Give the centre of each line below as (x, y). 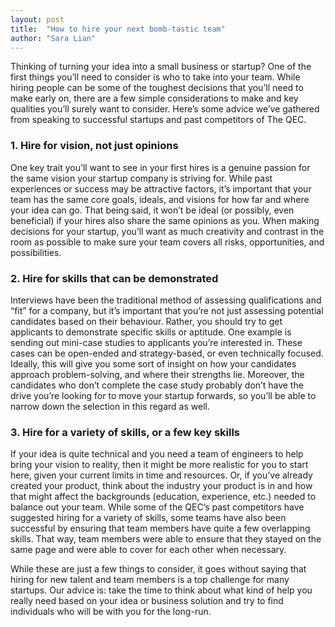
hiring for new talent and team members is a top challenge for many (150, 580)
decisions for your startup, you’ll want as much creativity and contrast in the (167, 231)
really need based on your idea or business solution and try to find (147, 601)
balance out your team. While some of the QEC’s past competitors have (157, 507)
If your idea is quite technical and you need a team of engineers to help (157, 454)
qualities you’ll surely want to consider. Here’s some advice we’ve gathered (165, 109)
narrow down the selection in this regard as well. (110, 406)
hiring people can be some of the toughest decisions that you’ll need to (157, 88)
